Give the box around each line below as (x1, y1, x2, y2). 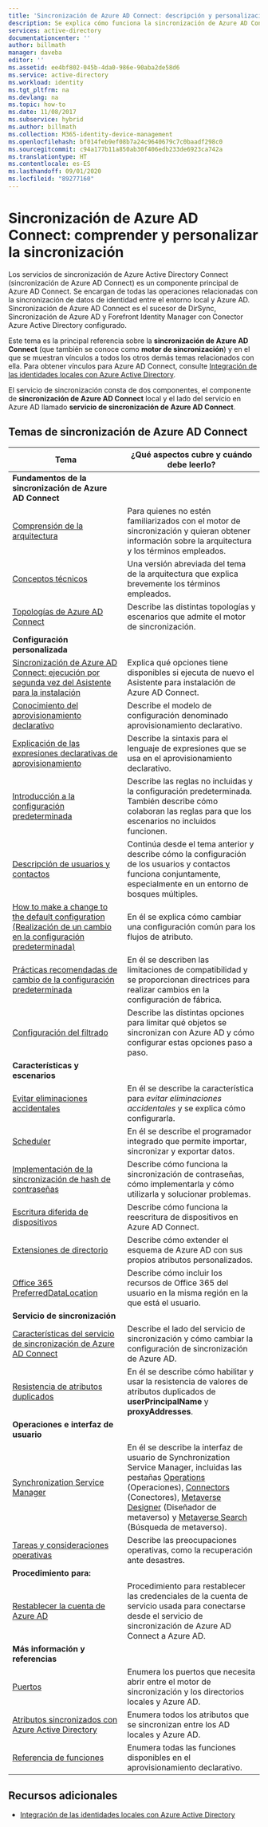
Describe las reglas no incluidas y (127, 775, 254, 787)
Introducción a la (12, 791, 76, 802)
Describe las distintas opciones (127, 1007, 245, 1018)
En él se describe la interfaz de (127, 1442, 243, 1453)
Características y (12, 1060, 80, 1071)
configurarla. (127, 1112, 175, 1123)
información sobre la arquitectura (127, 535, 253, 547)
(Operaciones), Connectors (127, 1482, 230, 1493)
